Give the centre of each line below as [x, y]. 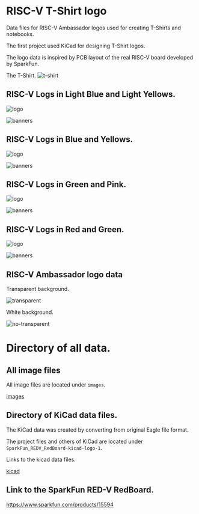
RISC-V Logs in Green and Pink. [66, 184]
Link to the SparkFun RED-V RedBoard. [80, 490]
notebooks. [20, 34]
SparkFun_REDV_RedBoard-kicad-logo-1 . [54, 448]
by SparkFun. [23, 64]
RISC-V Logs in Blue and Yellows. [70, 139]
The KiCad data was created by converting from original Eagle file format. [97, 430]
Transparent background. [38, 289]
